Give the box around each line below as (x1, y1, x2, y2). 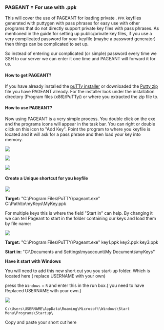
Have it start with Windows (5, 258, 61, 264)
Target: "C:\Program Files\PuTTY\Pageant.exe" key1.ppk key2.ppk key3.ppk (5, 239, 159, 245)
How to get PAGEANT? (5, 72, 52, 78)
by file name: (5, 220, 31, 227)
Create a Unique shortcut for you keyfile (5, 176, 88, 181)
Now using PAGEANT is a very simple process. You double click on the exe (5, 116, 156, 122)
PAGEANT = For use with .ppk (5, 4, 77, 11)
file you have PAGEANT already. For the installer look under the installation (5, 88, 155, 94)
